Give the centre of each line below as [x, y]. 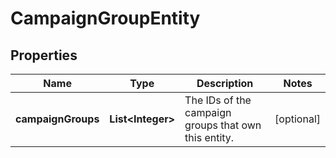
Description [225, 83]
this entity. [209, 137]
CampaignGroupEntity [105, 18]
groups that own [223, 125]
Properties [44, 55]
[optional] [297, 119]
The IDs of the [218, 100]
